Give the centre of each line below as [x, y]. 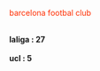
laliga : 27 [27, 39]
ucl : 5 [21, 58]
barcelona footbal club [50, 13]
